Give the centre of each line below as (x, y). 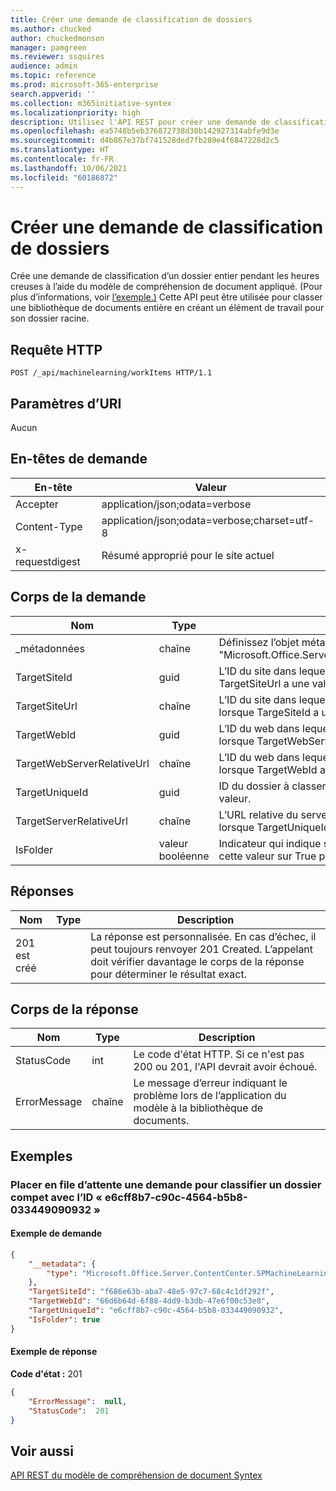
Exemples (41, 1156)
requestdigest (48, 561)
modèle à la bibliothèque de (198, 1108)
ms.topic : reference (53, 76)
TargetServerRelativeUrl (71, 821)
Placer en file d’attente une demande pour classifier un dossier (166, 1184)
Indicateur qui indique (270, 843)
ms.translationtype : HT (60, 150)
